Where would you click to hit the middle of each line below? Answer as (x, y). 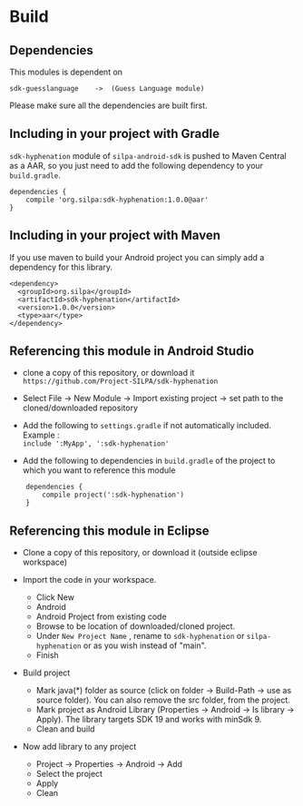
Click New (55, 597)
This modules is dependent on (66, 72)
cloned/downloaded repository (80, 408)
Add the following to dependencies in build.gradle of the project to (149, 461)
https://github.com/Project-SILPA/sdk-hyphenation (120, 382)
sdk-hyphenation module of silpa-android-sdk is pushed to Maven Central (148, 155)
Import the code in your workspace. (89, 580)
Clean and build (65, 729)
